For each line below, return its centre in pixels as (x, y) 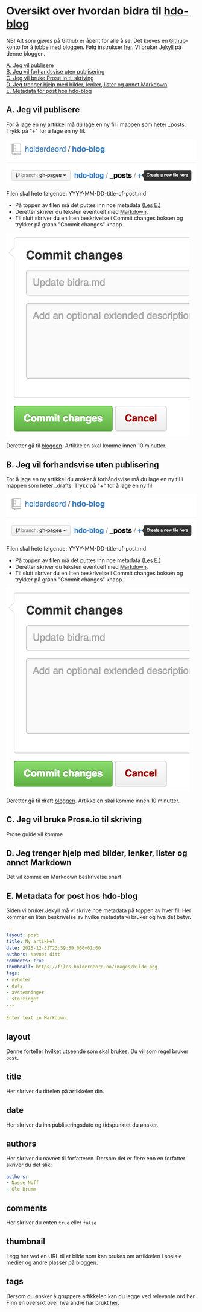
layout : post (23, 935)
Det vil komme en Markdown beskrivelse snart (64, 877)
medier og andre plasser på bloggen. (52, 1262)
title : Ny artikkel (31, 941)
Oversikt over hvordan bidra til (84, 11)
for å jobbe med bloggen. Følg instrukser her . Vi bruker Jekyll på (102, 47)
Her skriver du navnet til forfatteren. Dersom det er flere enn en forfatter (96, 1158)
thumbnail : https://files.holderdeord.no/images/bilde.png (82, 967)
